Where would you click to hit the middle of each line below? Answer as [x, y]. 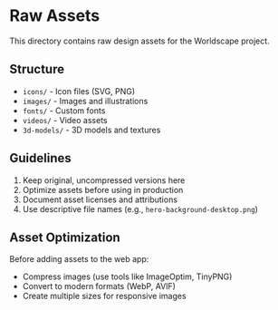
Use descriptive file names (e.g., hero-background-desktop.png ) [140, 208]
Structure [37, 69]
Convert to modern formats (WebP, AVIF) [99, 286]
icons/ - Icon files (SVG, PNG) [79, 91]
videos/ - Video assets [65, 120]
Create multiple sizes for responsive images [105, 296]
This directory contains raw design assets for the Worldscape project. [139, 41]
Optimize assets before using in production [103, 189]
